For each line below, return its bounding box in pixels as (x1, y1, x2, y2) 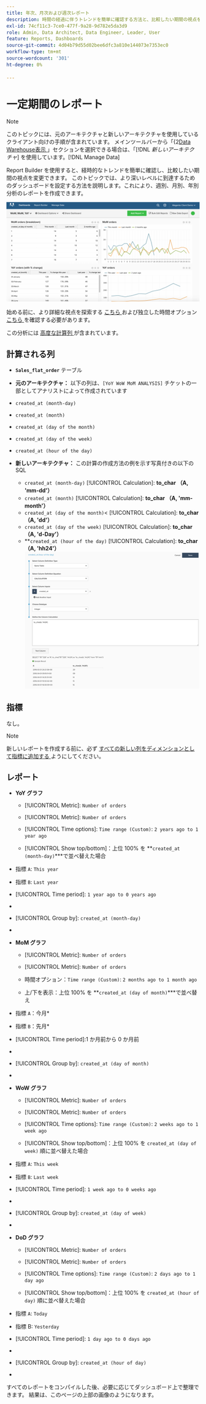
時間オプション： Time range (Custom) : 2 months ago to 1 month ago (24, 976, 197, 983)
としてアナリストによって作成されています (20, 387, 128, 395)
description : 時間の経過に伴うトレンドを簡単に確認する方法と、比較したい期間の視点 (6, 16, 197, 23)
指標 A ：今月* (15, 1009, 50, 1017)
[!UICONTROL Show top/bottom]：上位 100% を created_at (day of (24, 1140, 197, 1147)
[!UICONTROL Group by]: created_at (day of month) (15, 1060, 150, 1067)
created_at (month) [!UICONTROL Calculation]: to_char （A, (24, 495, 178, 502)
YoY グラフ (15, 789, 44, 797)
